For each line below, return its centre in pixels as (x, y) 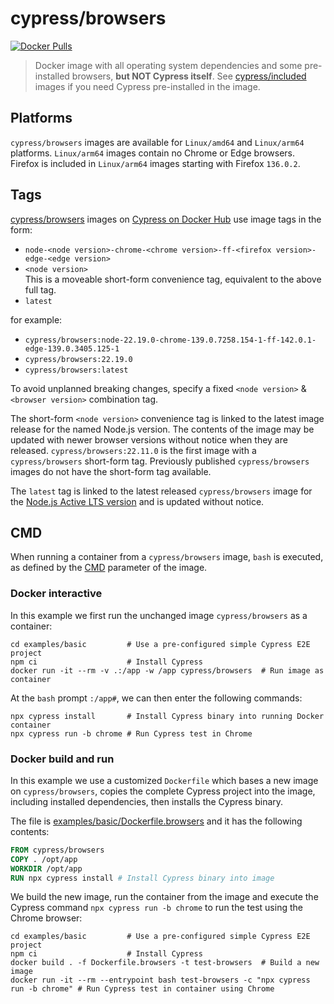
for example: (36, 319)
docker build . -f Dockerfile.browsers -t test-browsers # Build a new (165, 963)
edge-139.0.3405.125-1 (72, 348)
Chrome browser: (46, 918)
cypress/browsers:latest (76, 370)
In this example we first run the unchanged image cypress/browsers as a (159, 615)
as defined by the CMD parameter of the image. (109, 568)
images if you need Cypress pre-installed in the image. (147, 86)
